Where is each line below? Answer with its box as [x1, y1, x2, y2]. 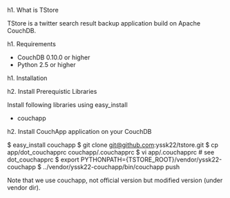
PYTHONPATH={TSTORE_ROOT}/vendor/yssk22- [80, 155, 222, 164]
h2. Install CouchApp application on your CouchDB [7, 128, 152, 135]
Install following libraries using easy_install [7, 101, 128, 109]
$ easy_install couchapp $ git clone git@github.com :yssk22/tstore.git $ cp [7, 141, 219, 149]
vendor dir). [7, 184, 41, 192]
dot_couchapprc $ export [7, 155, 79, 164]
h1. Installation [7, 74, 48, 82]
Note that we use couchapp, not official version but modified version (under [7, 176, 223, 184]
